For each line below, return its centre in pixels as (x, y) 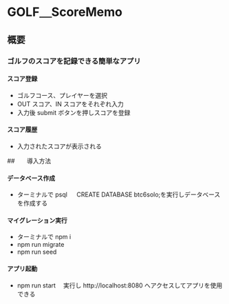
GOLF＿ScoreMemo (65, 12)
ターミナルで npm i (44, 237)
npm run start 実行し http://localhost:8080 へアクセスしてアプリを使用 (120, 285)
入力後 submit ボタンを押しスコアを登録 (74, 112)
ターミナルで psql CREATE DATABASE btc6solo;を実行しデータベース (119, 194)
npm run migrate (41, 245)
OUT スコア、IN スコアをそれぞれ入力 (70, 104)
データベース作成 (31, 178)
